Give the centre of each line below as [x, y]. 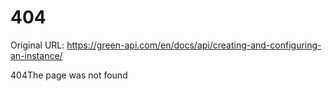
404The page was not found [69, 75]
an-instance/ [36, 55]
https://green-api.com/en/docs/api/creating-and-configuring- [194, 45]
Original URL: [37, 45]
